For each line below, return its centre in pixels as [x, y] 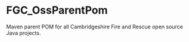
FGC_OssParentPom [57, 10]
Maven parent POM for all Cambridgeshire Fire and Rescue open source [95, 27]
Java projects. [24, 33]
